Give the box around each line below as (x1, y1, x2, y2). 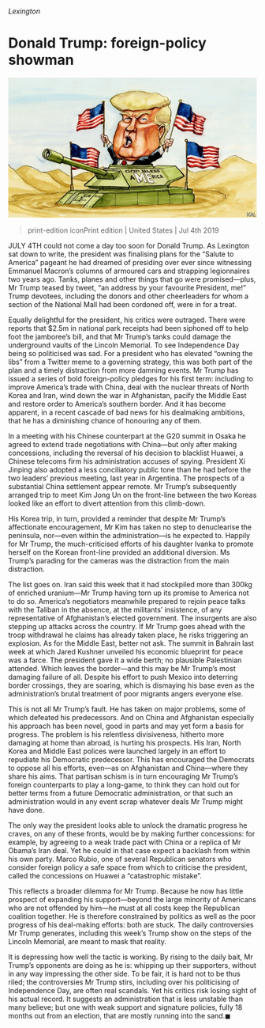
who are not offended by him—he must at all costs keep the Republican (8, 903, 241, 913)
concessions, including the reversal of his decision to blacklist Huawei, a (8, 448, 244, 458)
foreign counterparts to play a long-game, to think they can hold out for (8, 780, 241, 790)
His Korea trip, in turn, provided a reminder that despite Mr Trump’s (8, 514, 226, 524)
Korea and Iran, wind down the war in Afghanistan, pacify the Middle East (8, 391, 247, 400)
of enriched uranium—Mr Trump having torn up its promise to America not (8, 588, 250, 597)
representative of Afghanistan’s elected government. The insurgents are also (8, 613, 258, 623)
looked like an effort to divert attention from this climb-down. (8, 499, 206, 508)
